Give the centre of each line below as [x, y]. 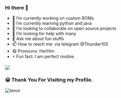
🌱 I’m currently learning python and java [52, 23]
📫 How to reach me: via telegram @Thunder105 [60, 44]
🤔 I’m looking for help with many [44, 34]
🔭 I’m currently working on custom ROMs [53, 18]
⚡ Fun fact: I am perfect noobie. [44, 56]
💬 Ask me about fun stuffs [38, 39]
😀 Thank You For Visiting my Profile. [49, 80]
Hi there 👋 [17, 8]
